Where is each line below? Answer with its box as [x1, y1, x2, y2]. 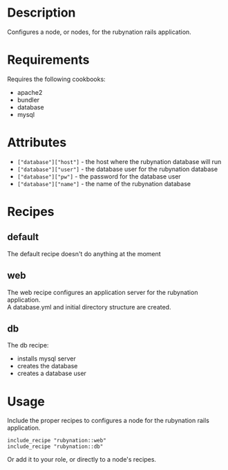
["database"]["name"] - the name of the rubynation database [17, 179, 191, 188]
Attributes [7, 135, 67, 150]
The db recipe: [7, 341, 49, 350]
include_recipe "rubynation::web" [7, 437, 107, 444]
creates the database [17, 362, 78, 370]
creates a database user [17, 369, 86, 378]
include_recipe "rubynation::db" [7, 443, 104, 451]
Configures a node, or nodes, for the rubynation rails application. [7, 28, 191, 36]
